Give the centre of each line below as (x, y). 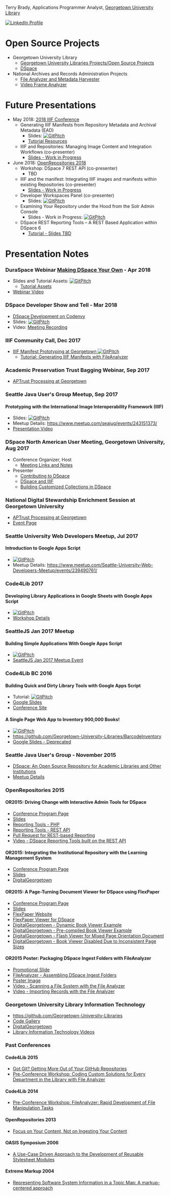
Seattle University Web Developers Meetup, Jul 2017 (72, 536)
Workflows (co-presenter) (48, 152)
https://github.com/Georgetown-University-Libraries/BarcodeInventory (87, 736)
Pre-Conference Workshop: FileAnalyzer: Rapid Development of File (84, 1103)
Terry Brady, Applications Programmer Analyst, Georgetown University (79, 7)
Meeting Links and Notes (46, 465)
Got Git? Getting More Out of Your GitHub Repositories (70, 1069)
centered (22, 1188)
